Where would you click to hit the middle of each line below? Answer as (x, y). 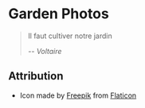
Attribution (36, 76)
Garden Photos (59, 14)
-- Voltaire (45, 51)
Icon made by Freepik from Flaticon (78, 95)
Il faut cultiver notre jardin (70, 36)
